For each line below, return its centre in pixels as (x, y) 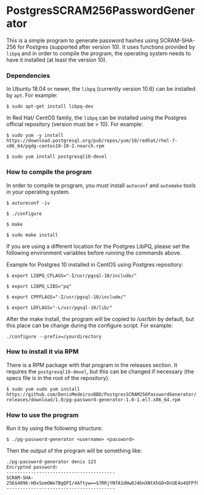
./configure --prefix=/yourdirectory (54, 336)
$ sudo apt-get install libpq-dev (50, 107)
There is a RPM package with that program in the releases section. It (92, 365)
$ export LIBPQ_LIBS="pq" (39, 286)
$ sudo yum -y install (35, 135)
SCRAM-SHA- (178, 40)
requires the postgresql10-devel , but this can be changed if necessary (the (100, 371)
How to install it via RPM (42, 352)
